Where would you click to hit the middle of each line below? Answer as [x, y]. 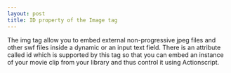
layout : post [26, 14]
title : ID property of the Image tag [62, 20]
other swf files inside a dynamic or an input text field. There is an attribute [114, 47]
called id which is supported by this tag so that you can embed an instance [116, 55]
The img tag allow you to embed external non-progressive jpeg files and [112, 40]
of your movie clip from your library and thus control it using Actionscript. [113, 62]
